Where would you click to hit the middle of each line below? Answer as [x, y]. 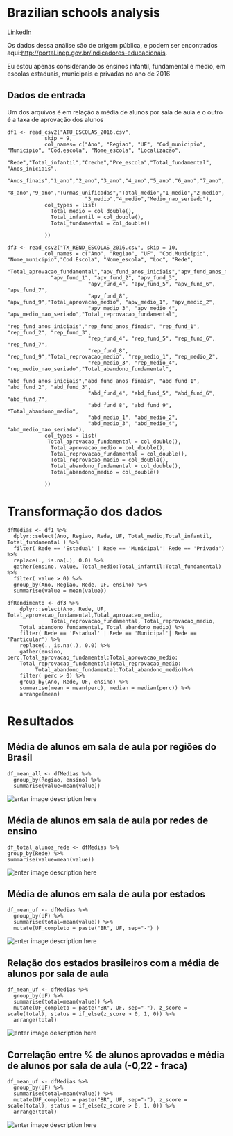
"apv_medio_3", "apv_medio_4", [133, 308]
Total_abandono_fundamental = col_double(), [116, 466]
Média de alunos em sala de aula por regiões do [112, 747]
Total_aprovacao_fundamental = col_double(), [114, 442]
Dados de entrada [46, 95]
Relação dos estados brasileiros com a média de [113, 963]
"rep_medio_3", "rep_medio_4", [133, 363]
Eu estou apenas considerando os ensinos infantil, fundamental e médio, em [116, 66]
